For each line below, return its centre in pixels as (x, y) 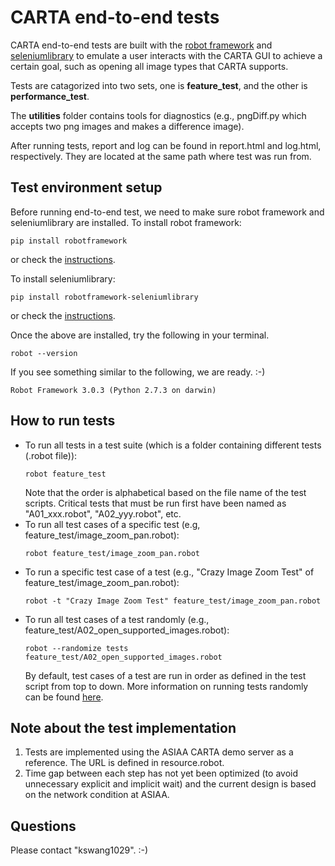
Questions (43, 826)
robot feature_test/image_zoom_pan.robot (112, 553)
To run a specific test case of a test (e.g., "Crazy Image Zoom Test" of (169, 572)
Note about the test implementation (123, 727)
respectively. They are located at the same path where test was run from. (161, 156)
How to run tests (63, 421)
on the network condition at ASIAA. (97, 795)
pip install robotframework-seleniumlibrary (104, 297)
